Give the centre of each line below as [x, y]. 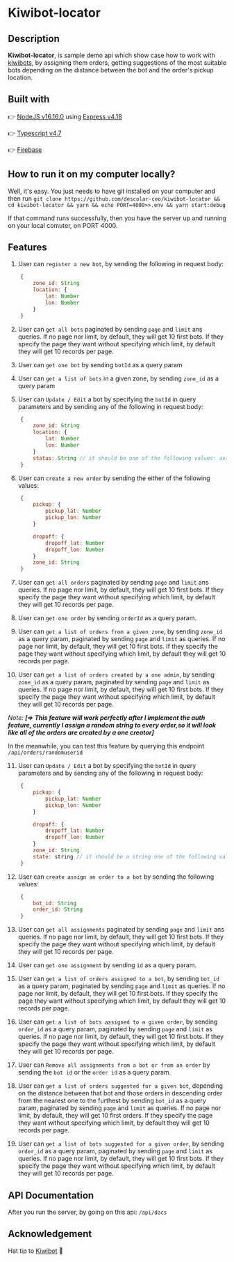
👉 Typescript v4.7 [35, 133]
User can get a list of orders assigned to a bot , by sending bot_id [118, 979]
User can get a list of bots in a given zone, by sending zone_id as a [118, 378]
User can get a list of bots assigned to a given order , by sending [118, 1022]
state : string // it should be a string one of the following [125, 856]
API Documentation [51, 1195]
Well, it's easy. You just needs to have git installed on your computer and [112, 191]
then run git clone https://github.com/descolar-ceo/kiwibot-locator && [114, 198]
